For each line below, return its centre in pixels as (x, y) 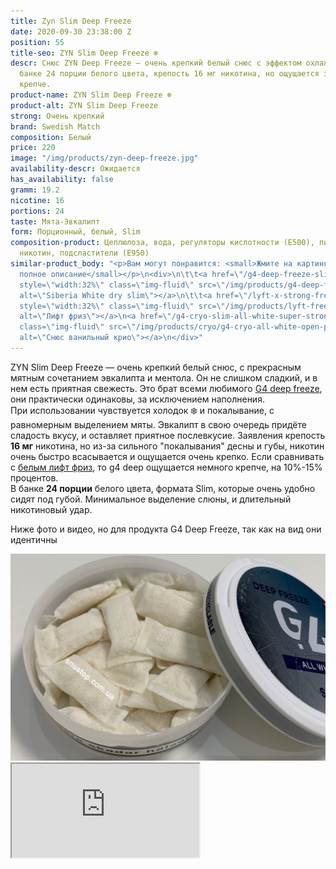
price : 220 (33, 148)
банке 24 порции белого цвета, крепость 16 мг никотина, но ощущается (169, 74)
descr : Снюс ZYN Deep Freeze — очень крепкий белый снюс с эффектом (156, 63)
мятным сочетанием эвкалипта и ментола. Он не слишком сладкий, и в (164, 377)
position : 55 (37, 42)
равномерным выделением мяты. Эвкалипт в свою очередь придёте (158, 424)
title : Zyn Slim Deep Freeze (71, 21)
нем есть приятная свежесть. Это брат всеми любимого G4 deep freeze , (166, 388)
